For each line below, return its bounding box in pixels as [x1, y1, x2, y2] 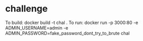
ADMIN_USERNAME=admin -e [5, 24, 68, 30]
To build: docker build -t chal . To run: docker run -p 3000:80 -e [5, 19, 138, 25]
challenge [5, 3, 48, 14]
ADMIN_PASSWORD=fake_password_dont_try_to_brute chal [5, 30, 130, 36]
